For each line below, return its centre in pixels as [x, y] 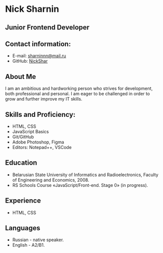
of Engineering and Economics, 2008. [51, 180]
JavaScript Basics [31, 132]
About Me [20, 77]
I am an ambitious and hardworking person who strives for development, [79, 89]
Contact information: [38, 44]
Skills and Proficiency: [40, 114]
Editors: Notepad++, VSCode [42, 147]
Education [21, 163]
